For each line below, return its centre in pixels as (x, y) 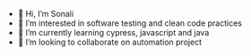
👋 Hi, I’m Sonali (46, 14)
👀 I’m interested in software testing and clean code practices (130, 23)
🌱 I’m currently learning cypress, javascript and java (113, 32)
